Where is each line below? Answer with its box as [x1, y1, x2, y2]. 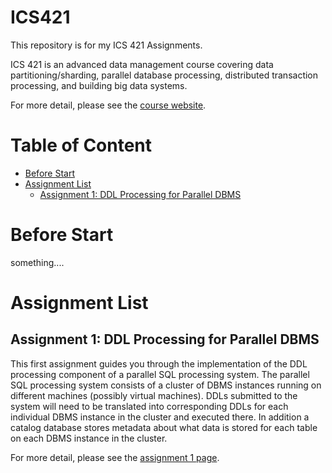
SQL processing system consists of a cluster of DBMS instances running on [10, 379, 322, 391]
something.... [10, 256, 65, 268]
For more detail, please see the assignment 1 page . [10, 451, 220, 463]
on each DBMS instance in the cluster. [10, 432, 168, 444]
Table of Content [10, 134, 153, 157]
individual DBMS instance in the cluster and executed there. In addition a [10, 411, 310, 423]
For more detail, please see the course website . [10, 99, 207, 111]
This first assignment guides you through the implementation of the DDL [10, 357, 308, 370]
